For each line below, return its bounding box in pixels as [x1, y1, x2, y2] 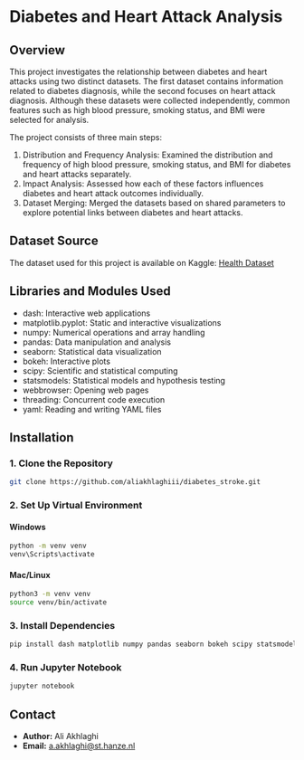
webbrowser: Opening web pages [22, 385, 149, 395]
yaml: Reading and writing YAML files [22, 404, 162, 414]
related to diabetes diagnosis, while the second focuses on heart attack [9, 86, 276, 96]
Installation [9, 430, 74, 445]
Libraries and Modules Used [9, 283, 171, 299]
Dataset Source [9, 233, 99, 249]
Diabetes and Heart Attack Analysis [9, 6, 283, 27]
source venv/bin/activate [9, 598, 107, 607]
